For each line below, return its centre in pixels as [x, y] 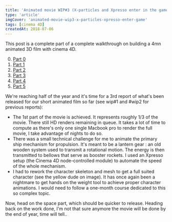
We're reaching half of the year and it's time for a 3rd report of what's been [85, 96]
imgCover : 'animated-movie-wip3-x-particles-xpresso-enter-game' [76, 19]
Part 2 [19, 70]
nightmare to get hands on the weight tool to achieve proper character [87, 183]
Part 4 [19, 81]
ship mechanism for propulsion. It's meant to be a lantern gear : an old [87, 145]
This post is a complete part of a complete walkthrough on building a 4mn [83, 44]
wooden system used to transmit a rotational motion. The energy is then [89, 150]
